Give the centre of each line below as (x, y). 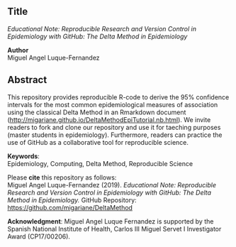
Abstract (27, 80)
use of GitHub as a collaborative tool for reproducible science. (98, 142)
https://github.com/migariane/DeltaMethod (70, 207)
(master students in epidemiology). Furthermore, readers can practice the (115, 135)
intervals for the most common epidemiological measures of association (113, 104)
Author (18, 50)
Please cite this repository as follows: (62, 177)
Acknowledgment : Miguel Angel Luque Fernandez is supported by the (111, 221)
